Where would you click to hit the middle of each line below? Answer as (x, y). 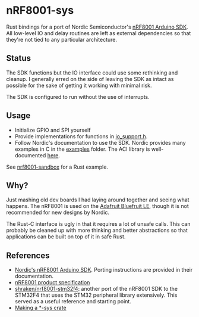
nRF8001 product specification (52, 282)
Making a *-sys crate (40, 308)
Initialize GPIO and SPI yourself (53, 130)
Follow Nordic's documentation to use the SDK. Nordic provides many (100, 142)
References (28, 255)
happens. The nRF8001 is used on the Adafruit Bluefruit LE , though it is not (97, 206)
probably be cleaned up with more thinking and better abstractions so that (97, 231)
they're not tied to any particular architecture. (62, 39)
